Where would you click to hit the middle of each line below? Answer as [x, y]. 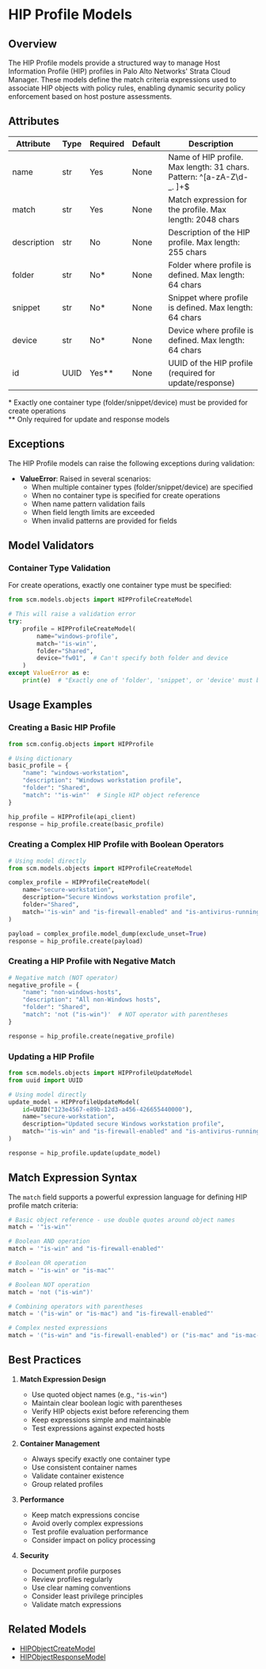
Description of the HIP [209, 232]
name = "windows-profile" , [78, 636]
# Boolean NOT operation [49, 1285]
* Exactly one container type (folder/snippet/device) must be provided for [128, 402]
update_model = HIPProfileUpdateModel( [74, 1102]
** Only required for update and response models [89, 419]
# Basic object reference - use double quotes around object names [122, 1220]
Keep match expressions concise [85, 1515]
